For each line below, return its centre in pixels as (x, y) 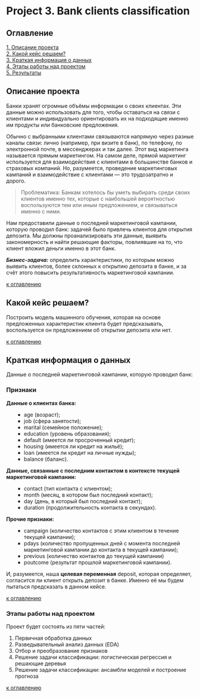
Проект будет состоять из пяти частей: (56, 627)
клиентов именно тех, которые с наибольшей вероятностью (98, 199)
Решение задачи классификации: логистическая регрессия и (93, 657)
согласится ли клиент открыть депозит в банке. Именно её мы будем (95, 580)
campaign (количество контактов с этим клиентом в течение (101, 531)
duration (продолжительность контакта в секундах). (90, 507)
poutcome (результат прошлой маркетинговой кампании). (98, 562)
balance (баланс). (46, 459)
